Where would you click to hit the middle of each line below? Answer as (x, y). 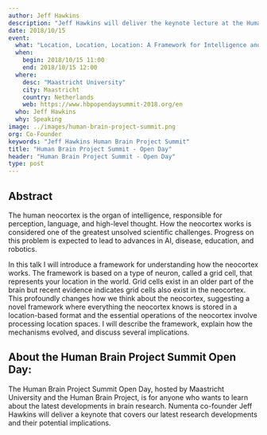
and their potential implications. (60, 422)
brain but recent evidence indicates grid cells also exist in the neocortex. (127, 290)
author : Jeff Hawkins (44, 16)
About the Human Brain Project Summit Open (122, 357)
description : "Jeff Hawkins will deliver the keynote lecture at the (126, 23)
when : (25, 53)
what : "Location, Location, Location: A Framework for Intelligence (131, 45)
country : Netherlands (58, 97)
